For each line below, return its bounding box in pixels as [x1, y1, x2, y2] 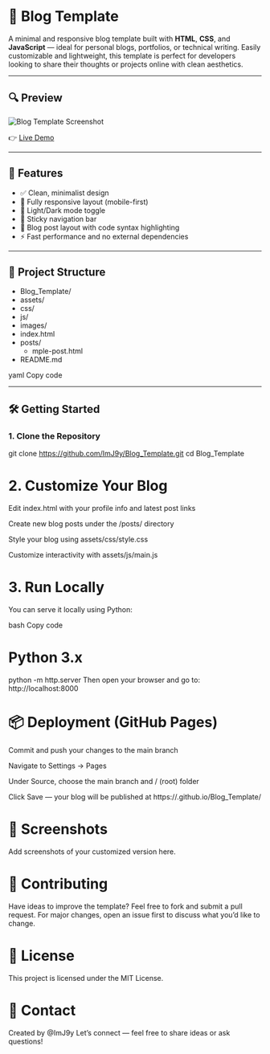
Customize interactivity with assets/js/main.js [8, 550, 158, 559]
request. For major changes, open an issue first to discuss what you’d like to [8, 909, 260, 919]
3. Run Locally [8, 578, 104, 597]
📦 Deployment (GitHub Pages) [8, 713, 219, 732]
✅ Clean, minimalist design [19, 188, 110, 198]
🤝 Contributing [8, 875, 108, 893]
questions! [8, 1036, 43, 1046]
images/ [19, 321, 47, 330]
